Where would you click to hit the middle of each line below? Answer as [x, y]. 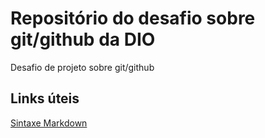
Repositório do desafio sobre [133, 18]
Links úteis [45, 98]
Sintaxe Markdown [49, 123]
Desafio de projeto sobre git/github [82, 67]
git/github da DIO [83, 39]
